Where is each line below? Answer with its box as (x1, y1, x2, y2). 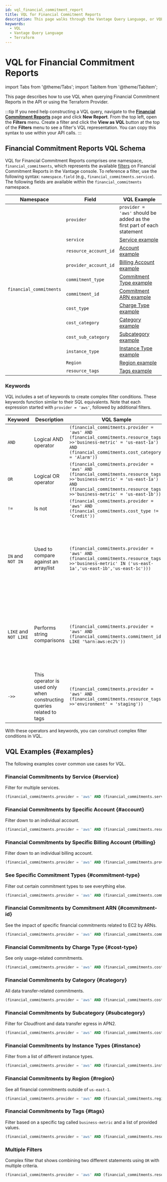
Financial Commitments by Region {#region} (5, 1075, 115, 1082)
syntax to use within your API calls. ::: (5, 129, 82, 135)
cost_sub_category (66, 334, 110, 340)
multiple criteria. (5, 1163, 39, 1169)
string (34, 630, 48, 637)
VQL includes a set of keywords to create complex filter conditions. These (5, 393, 157, 400)
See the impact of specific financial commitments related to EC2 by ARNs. (5, 922, 157, 928)
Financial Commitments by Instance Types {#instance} (5, 1042, 141, 1049)
